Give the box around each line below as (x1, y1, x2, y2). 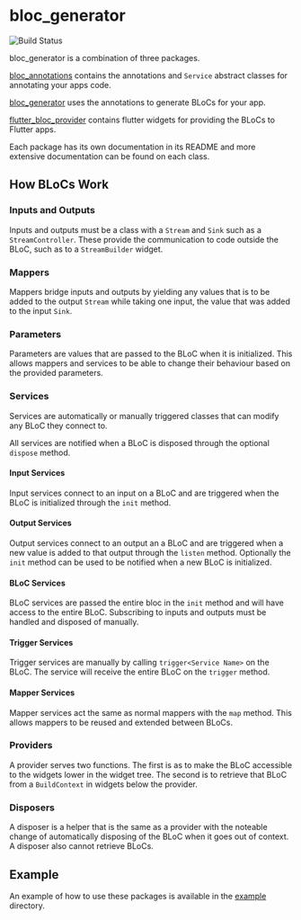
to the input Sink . (9, 305, 73, 316)
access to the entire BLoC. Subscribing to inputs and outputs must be (9, 607, 267, 618)
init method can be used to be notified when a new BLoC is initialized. (9, 557, 272, 567)
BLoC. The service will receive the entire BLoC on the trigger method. (9, 666, 270, 677)
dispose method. (9, 447, 71, 458)
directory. (9, 900, 45, 911)
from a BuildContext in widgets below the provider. (9, 779, 198, 790)
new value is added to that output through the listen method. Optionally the (9, 547, 291, 558)
